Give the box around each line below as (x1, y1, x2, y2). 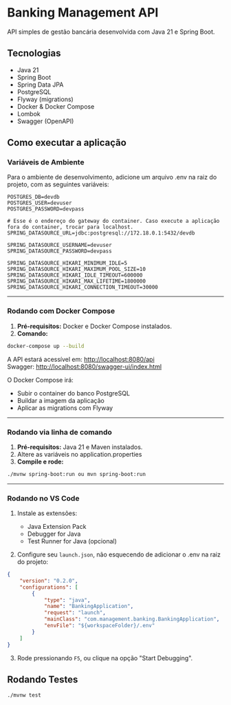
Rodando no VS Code (7, 493, 80, 503)
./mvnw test (7, 692, 41, 699)
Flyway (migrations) (16, 95, 74, 103)
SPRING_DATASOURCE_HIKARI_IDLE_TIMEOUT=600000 (7, 272, 143, 279)
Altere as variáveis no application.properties (16, 450, 142, 458)
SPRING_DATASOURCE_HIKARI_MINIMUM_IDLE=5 (7, 260, 128, 267)
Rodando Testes (7, 673, 78, 685)
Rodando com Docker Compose (7, 306, 115, 316)
